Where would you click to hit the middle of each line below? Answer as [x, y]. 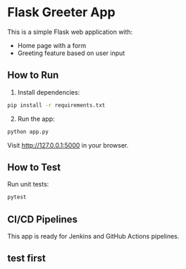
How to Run [33, 75]
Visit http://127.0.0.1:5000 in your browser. [68, 145]
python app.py [28, 131]
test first [26, 258]
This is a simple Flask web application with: [70, 32]
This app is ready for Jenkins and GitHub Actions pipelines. [93, 236]
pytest [17, 197]
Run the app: [36, 119]
